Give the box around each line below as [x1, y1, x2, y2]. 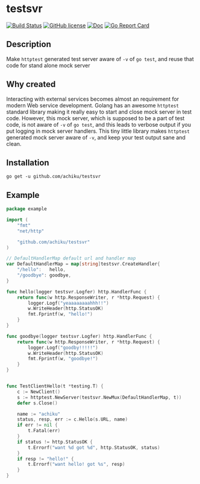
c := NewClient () [17, 389, 61, 395]
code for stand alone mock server [6, 62, 90, 69]
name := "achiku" [17, 411, 61, 417]
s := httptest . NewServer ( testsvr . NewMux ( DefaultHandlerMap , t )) [17, 394, 182, 400]
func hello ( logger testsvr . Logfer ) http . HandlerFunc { [6, 288, 147, 295]
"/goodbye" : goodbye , [17, 272, 71, 279]
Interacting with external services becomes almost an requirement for [6, 95, 180, 103]
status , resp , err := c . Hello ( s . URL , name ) [17, 416, 128, 422]
